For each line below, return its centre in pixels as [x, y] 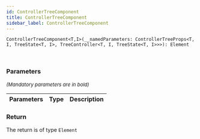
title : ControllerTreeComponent [47, 17]
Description [86, 99]
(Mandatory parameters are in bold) [48, 84]
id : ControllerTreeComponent [43, 12]
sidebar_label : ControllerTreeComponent [58, 23]
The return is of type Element [42, 129]
